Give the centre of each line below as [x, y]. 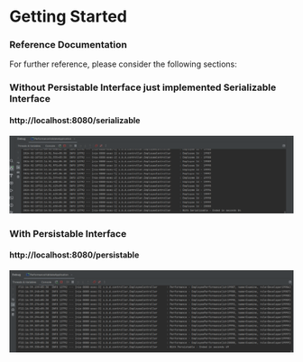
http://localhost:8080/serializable [75, 120]
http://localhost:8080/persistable [74, 255]
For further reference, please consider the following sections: [123, 64]
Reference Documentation [69, 45]
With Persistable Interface [68, 233]
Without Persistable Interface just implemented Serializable [143, 87]
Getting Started [69, 17]
